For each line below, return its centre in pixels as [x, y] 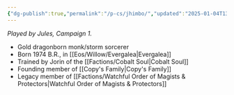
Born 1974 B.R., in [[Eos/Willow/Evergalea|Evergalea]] [94, 54]
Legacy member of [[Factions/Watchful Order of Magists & [101, 76]
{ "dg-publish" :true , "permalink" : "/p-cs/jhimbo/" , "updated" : [96, 14]
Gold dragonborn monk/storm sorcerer [73, 46]
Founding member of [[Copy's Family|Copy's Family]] [94, 69]
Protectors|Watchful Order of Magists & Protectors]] [92, 83]
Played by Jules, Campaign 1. [50, 33]
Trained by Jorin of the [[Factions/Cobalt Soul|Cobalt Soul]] [103, 61]
